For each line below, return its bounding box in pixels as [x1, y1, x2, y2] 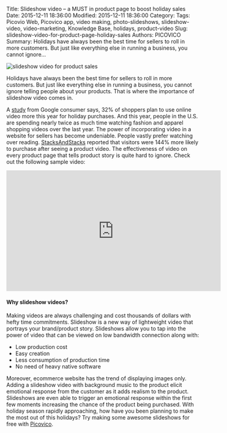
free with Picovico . [6, 420, 54, 428]
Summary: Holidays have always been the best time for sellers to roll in [6, 38, 185, 45]
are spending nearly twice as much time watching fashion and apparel [6, 119, 184, 126]
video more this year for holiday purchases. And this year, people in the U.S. [6, 113, 198, 120]
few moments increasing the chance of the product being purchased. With [6, 401, 195, 408]
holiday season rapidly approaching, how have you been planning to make [6, 407, 194, 415]
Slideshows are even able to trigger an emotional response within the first [6, 394, 192, 402]
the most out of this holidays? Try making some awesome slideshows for [6, 414, 190, 421]
